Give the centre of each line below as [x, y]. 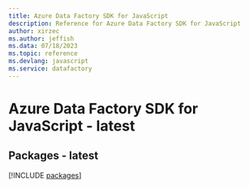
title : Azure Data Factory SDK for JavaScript [88, 16]
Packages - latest [54, 156]
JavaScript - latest [72, 126]
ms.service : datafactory [50, 69]
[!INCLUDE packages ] [45, 175]
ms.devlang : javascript [49, 62]
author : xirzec [34, 31]
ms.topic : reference [43, 53]
